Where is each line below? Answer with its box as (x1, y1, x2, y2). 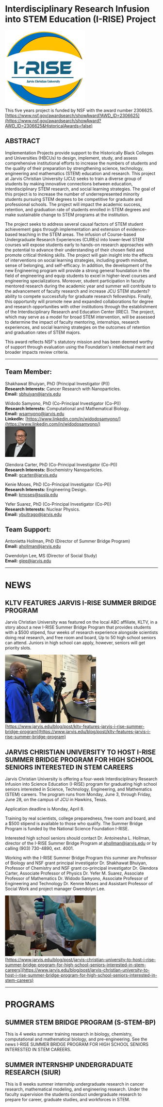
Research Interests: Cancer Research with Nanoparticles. (5, 386, 121, 392)
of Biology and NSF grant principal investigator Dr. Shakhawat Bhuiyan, (5, 860, 147, 866)
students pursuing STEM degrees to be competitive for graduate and (5, 196, 143, 202)
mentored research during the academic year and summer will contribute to (5, 283, 156, 289)
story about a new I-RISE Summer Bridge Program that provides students (5, 625, 151, 630)
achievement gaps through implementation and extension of (5, 226, 125, 232)
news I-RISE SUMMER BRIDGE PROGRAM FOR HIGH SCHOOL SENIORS (5, 1041, 149, 1047)
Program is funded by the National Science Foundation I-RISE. (5, 826, 130, 832)
